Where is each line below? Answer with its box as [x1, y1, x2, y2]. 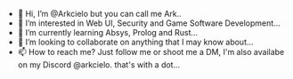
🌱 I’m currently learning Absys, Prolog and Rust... [17, 28, 199, 37]
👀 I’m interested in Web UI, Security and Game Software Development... [17, 18, 281, 28]
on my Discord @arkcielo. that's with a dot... [17, 59, 181, 70]
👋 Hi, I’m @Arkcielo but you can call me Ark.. [17, 9, 183, 19]
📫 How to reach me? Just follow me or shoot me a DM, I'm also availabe [17, 47, 285, 57]
